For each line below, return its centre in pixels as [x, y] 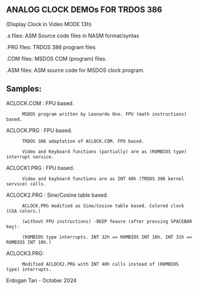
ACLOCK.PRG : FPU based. [39, 130]
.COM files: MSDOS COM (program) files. [56, 58]
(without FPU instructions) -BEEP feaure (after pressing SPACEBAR [107, 221]
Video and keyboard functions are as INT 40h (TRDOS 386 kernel [103, 179]
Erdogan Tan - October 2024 [41, 280]
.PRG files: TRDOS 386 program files [51, 47]
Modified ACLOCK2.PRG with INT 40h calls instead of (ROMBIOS [100, 264]
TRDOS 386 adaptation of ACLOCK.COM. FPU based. [83, 141]
